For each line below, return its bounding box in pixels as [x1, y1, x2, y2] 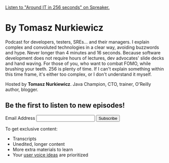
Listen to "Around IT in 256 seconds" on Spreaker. [5, 5, 110, 10]
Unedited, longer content [12, 141, 65, 147]
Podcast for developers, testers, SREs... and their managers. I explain [5, 39, 150, 45]
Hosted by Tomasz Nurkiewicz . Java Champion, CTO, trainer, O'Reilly [5, 81, 151, 87]
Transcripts [12, 136, 37, 142]
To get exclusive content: [5, 125, 58, 132]
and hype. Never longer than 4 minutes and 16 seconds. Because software [5, 49, 161, 55]
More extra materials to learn [12, 146, 73, 152]
